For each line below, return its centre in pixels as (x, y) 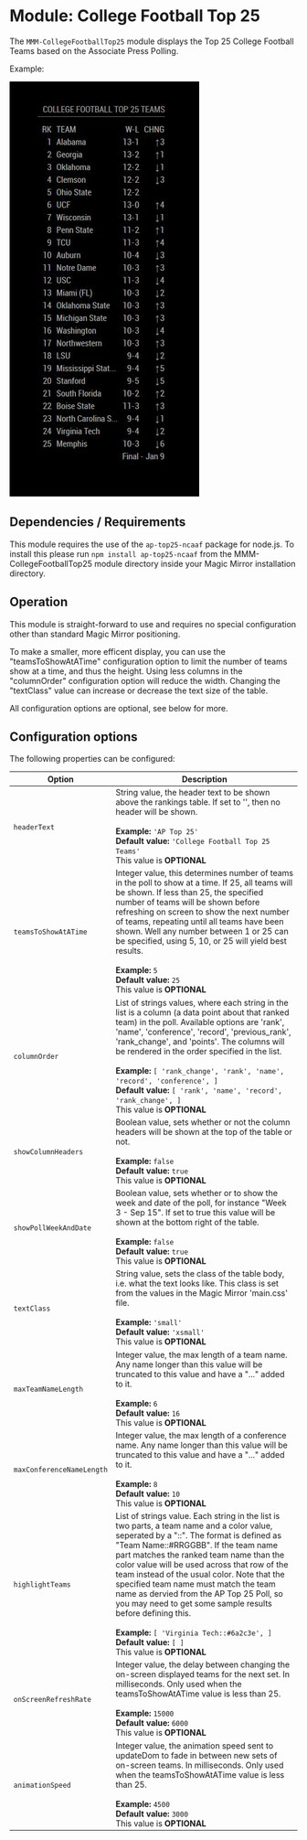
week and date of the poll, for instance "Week (201, 1203)
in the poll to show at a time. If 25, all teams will (204, 883)
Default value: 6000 (152, 1723)
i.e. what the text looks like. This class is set (197, 1284)
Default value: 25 (148, 980)
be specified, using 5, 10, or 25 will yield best (201, 941)
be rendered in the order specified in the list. (199, 1051)
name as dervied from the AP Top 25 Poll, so (199, 1594)
